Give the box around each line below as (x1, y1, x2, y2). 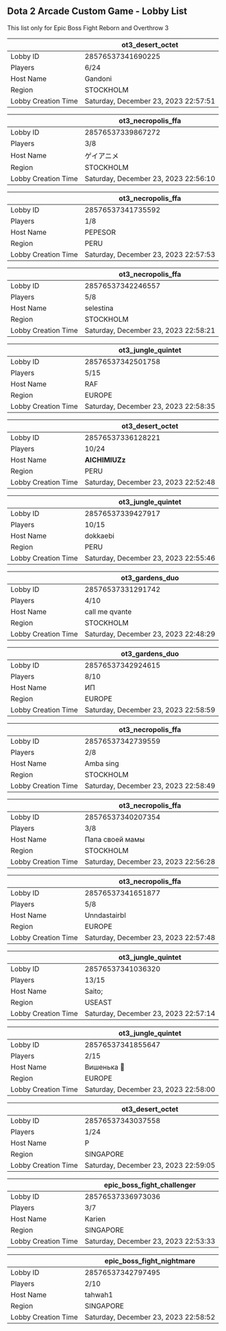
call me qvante (84, 606, 132, 616)
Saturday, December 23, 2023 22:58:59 (84, 705, 216, 714)
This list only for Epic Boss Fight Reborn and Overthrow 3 (7, 23, 169, 32)
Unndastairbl (84, 910, 127, 920)
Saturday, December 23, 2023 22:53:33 (84, 1236, 216, 1246)
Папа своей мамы (84, 834, 145, 844)
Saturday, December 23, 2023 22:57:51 (84, 96, 216, 106)
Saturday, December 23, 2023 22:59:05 (84, 1160, 216, 1170)
